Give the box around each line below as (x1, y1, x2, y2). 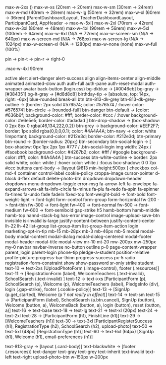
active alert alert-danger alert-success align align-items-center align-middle (5, 75, 161, 81)
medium (5, 207, 22, 213)
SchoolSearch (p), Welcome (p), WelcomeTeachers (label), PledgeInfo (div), (5, 281, 160, 287)
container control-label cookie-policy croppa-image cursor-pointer (17, 170, 155, 176)
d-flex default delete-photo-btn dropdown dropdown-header (17, 176, 142, 181)
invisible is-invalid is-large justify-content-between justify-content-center (5, 218, 155, 223)
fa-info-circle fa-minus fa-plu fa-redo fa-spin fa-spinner (44, 186, 160, 192)
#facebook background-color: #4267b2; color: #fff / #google (5, 149, 130, 155)
